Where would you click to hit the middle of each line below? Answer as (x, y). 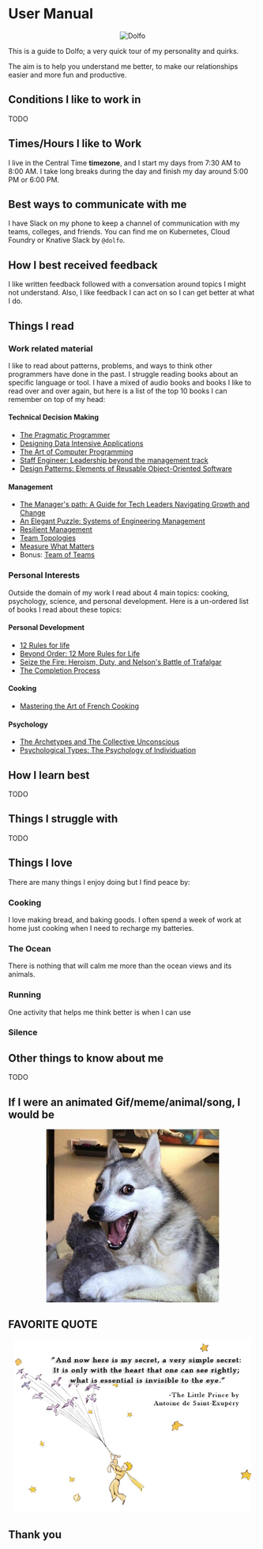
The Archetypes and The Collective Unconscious (100, 742)
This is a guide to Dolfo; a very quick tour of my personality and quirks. (124, 51)
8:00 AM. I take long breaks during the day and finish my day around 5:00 (128, 171)
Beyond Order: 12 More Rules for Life (80, 653)
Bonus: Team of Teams (57, 555)
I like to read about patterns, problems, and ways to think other (111, 366)
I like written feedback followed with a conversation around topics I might (127, 284)
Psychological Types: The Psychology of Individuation (107, 750)
